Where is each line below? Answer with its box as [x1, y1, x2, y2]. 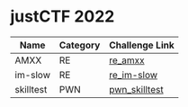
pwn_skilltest [108, 83, 165, 95]
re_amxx [108, 54, 145, 67]
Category [58, 39, 101, 51]
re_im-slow [108, 68, 158, 81]
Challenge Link [108, 39, 175, 51]
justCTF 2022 [10, 6, 115, 27]
